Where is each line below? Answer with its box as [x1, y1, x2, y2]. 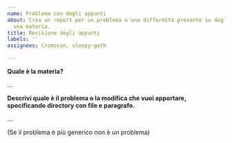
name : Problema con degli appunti [7, 10, 107, 17]
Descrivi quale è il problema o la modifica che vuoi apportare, [7, 94, 186, 102]
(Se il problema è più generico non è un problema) [7, 128, 151, 136]
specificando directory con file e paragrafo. [7, 102, 135, 109]
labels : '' [7, 36, 39, 43]
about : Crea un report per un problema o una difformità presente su [7, 17, 212, 23]
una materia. [13, 23, 51, 30]
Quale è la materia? [7, 67, 64, 75]
